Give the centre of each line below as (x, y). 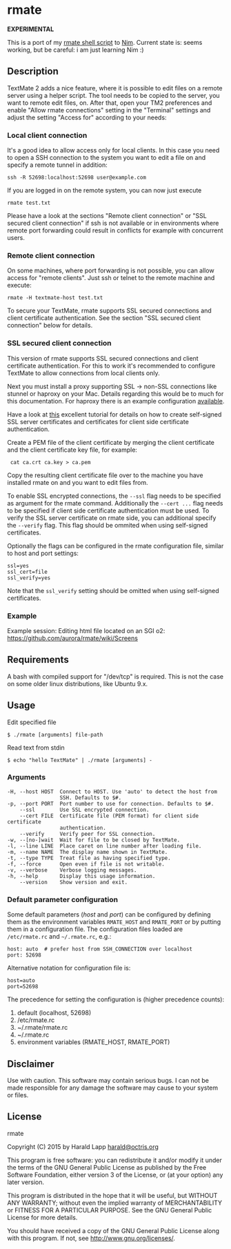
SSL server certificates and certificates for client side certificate (98, 421)
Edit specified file (32, 722)
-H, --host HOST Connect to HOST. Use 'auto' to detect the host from (112, 792)
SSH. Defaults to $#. (91, 798)
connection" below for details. (50, 326)
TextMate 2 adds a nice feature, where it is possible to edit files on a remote (115, 88)
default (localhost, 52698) (54, 1013)
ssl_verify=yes (29, 578)
